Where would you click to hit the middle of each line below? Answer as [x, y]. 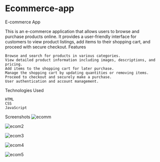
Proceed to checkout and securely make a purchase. [58, 77]
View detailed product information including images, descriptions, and [80, 60]
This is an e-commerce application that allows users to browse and [72, 31]
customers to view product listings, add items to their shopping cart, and [78, 41]
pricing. [14, 64]
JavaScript [16, 108]
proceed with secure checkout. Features [45, 47]
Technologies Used [24, 90]
